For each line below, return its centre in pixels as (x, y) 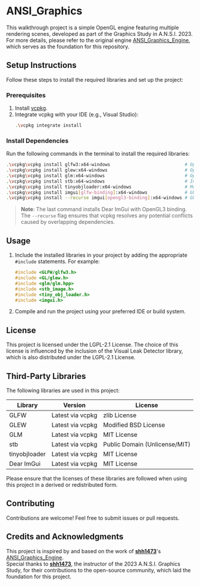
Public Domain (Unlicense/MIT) (147, 445)
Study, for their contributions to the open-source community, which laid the (99, 570)
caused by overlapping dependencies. (68, 222)
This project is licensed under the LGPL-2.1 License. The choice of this (92, 345)
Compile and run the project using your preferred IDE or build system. (100, 311)
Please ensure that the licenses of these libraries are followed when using (97, 479)
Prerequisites (26, 95)
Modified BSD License (134, 425)
